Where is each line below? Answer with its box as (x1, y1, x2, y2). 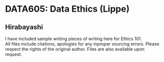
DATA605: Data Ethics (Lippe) (5, 3, 130, 15)
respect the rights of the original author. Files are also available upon (5, 46, 145, 52)
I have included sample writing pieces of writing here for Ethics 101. (5, 36, 142, 41)
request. (5, 51, 22, 57)
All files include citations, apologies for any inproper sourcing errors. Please (5, 41, 160, 47)
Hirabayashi (5, 23, 43, 31)
